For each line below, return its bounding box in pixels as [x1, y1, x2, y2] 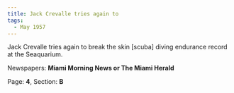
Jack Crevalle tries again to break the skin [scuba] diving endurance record [7, 43, 228, 51]
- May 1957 [13, 23, 46, 30]
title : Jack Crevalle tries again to [7, 10, 119, 18]
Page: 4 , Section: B [7, 77, 64, 86]
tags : [7, 17, 23, 24]
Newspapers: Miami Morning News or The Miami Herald [7, 64, 175, 73]
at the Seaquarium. [7, 50, 63, 58]
